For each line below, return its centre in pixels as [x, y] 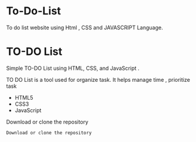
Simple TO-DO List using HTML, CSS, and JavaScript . [73, 68]
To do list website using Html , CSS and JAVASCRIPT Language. [85, 27]
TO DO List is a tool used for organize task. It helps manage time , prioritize [98, 79]
